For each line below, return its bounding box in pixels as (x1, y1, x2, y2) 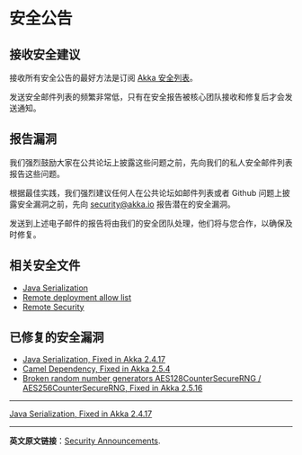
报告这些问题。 (9, 168, 65, 179)
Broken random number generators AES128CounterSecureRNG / (22, 373, 262, 384)
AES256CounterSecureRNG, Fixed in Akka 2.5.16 (22, 383, 203, 394)
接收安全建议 (9, 47, 81, 62)
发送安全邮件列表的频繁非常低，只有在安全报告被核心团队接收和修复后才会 (9, 92, 285, 102)
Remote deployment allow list (22, 291, 132, 302)
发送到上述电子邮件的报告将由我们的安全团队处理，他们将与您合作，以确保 (9, 218, 285, 228)
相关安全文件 (9, 258, 81, 273)
